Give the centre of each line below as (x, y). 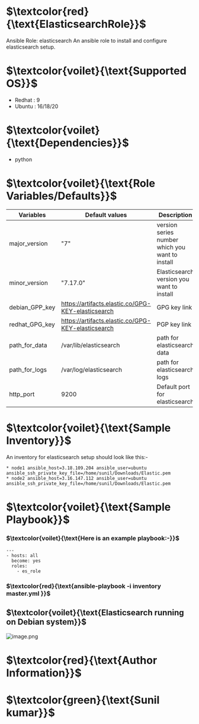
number (168, 239)
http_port (22, 394)
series (165, 232)
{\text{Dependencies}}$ (68, 143)
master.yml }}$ (28, 594)
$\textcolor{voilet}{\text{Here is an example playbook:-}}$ (93, 538)
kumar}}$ (31, 713)
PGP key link (174, 324)
